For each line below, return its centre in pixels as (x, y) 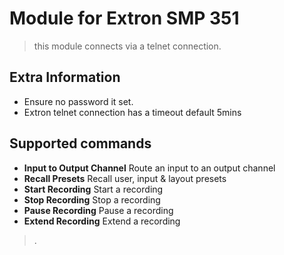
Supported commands (80, 143)
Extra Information (65, 77)
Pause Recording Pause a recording (98, 210)
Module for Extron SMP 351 (124, 18)
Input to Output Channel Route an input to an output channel (149, 168)
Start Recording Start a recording (93, 189)
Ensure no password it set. (78, 101)
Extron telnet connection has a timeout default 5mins (132, 112)
